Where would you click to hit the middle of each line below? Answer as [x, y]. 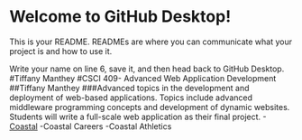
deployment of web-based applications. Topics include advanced [131, 98]
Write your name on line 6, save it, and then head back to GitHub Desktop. [147, 69]
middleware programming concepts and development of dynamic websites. [150, 107]
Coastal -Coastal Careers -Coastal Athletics [91, 126]
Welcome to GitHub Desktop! [120, 17]
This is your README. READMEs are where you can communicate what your [151, 42]
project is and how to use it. [61, 51]
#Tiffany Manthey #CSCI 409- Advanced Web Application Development [143, 78]
